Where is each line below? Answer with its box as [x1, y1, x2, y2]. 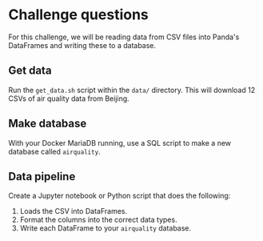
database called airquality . [8, 147, 102, 156]
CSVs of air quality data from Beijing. [8, 94, 130, 103]
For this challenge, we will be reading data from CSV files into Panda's [8, 32, 240, 42]
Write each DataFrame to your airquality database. [19, 223, 192, 233]
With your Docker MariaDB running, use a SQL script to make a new [8, 138, 232, 147]
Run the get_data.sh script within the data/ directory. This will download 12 [8, 85, 256, 94]
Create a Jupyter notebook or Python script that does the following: [8, 191, 231, 201]
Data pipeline [8, 170, 76, 183]
